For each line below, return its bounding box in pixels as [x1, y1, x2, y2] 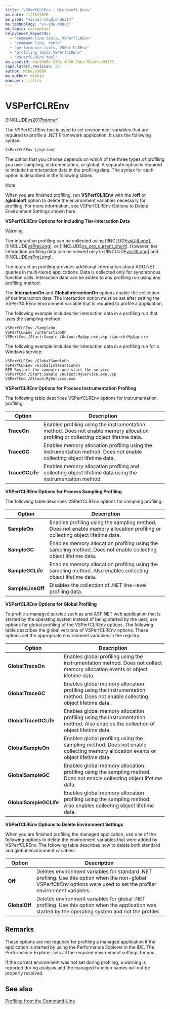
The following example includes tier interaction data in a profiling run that [5, 310, 158, 316]
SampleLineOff [8, 584, 45, 592]
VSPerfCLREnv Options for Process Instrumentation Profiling [5, 385, 137, 391]
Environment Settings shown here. [5, 208, 77, 214]
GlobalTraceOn [8, 663, 45, 670]
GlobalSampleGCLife [8, 798, 59, 806]
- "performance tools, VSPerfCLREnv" [10, 45, 90, 50]
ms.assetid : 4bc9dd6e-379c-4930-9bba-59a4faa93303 [5, 59, 114, 64]
